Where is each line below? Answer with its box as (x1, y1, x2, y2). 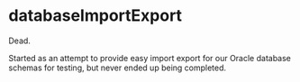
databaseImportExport (8, 5, 182, 26)
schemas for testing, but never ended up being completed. (8, 62, 227, 73)
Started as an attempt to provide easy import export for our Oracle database (8, 52, 292, 63)
